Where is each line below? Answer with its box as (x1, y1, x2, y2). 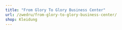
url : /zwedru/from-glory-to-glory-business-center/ (5, 12, 117, 17)
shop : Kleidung (5, 17, 38, 22)
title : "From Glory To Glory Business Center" (5, 7, 106, 13)
